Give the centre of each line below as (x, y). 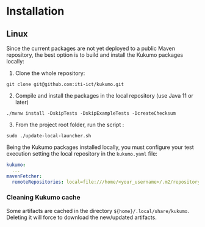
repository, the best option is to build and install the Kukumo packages (95, 55)
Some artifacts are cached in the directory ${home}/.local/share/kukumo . (98, 211)
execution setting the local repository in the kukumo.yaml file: (82, 153)
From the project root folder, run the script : (70, 124)
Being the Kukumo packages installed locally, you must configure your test (100, 147)
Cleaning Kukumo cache (43, 198)
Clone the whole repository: (50, 73)
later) (22, 102)
